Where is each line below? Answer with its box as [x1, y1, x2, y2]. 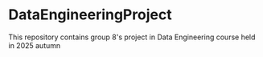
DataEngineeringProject [8, 6, 172, 24]
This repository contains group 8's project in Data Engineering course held [8, 32, 256, 42]
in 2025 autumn [8, 40, 61, 50]
